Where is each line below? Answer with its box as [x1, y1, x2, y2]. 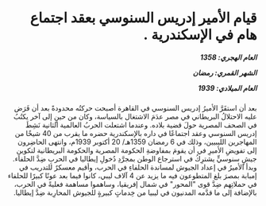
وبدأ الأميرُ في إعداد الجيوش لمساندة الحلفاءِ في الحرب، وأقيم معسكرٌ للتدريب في [18, 162, 257, 172]
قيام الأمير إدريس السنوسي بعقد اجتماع [29, 9, 257, 27]
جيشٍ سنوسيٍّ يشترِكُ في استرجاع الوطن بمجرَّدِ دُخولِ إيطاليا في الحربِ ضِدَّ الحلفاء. [13, 154, 257, 164]
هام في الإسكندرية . [143, 25, 257, 44]
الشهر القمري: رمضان [192, 68, 257, 77]
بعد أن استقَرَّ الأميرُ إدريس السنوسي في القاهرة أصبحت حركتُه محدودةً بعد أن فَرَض [13, 103, 257, 113]
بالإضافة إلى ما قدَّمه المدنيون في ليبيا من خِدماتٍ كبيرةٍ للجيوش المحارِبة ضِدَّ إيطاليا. [13, 188, 257, 197]
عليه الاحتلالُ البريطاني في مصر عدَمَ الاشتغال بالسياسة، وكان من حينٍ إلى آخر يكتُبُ [13, 112, 257, 122]
